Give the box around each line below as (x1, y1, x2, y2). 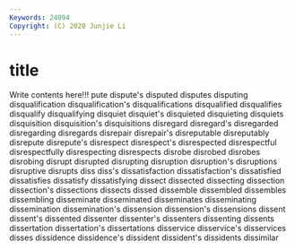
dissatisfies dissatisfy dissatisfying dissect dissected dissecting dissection (9, 176, 285, 186)
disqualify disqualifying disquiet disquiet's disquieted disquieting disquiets (9, 108, 284, 119)
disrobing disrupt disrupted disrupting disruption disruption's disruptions (9, 156, 278, 167)
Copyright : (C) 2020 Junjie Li (9, 22, 126, 30)
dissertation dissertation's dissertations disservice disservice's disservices (9, 223, 287, 234)
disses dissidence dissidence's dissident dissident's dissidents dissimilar (9, 232, 280, 243)
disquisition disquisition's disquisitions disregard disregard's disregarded (9, 118, 279, 129)
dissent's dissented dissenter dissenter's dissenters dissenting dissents (9, 213, 275, 224)
